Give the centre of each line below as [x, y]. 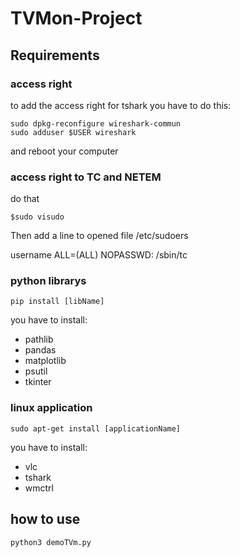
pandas [40, 350]
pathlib [39, 339]
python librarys [48, 281]
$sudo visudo [37, 217]
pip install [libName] [57, 302]
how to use [45, 519]
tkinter [38, 382]
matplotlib [45, 361]
